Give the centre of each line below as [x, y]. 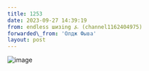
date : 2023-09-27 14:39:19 [47, 20]
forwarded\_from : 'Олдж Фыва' [52, 33]
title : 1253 [25, 14]
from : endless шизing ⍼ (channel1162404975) [75, 27]
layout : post [27, 40]
